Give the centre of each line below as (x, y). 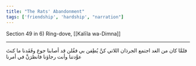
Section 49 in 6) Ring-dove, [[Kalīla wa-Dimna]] (63, 33)
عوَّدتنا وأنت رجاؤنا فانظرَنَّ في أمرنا (44, 57)
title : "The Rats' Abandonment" (45, 11)
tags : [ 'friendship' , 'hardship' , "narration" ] (65, 17)
